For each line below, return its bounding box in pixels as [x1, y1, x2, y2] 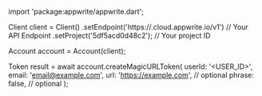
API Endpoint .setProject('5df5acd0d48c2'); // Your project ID [8, 31, 211, 40]
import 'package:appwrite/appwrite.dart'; [8, 7, 144, 16]
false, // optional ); [8, 79, 69, 88]
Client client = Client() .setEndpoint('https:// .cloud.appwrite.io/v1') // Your [8, 22, 249, 31]
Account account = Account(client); [8, 46, 126, 55]
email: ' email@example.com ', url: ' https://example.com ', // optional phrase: [8, 70, 254, 79]
